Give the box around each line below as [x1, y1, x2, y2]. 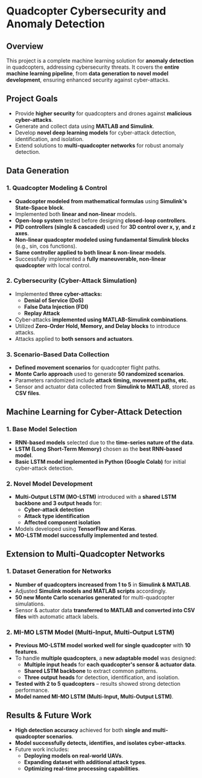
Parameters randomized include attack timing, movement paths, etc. [14, 377, 189, 384]
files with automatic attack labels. [14, 613, 99, 620]
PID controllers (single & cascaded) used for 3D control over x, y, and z [14, 223, 196, 230]
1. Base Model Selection [6, 425, 77, 434]
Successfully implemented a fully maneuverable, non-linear [14, 255, 166, 262]
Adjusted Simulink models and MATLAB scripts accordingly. [14, 587, 167, 595]
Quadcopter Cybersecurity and [6, 4, 166, 18]
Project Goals [6, 93, 58, 104]
